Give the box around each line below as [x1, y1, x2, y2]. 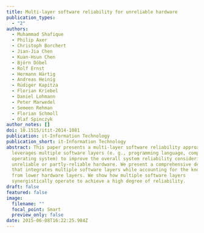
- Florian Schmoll [12, 110, 59, 116]
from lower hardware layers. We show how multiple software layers [12, 172, 186, 179]
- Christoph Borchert [12, 43, 67, 49]
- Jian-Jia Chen [12, 49, 53, 55]
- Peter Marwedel [12, 99, 56, 105]
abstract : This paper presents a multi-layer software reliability [6, 144, 181, 150]
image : [6, 195, 23, 201]
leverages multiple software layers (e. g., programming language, [12, 150, 186, 156]
